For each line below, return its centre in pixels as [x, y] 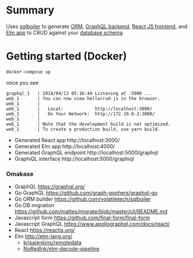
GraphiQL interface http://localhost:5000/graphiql [74, 159]
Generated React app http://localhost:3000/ [67, 140]
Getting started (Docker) [66, 56]
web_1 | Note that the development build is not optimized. [88, 124]
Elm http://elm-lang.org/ [43, 236]
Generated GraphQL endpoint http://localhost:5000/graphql [86, 152]
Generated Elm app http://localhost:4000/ [65, 146]
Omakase [20, 174]
